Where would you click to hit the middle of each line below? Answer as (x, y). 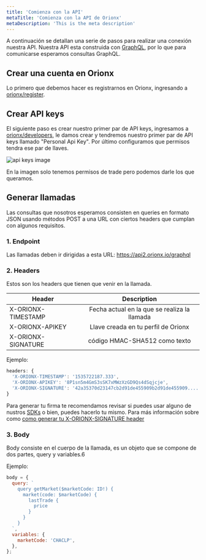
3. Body (18, 434)
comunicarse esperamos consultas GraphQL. (63, 54)
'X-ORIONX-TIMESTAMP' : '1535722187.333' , (66, 377)
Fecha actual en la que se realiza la (139, 309)
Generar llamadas (41, 198)
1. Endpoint (23, 241)
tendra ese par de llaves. (38, 148)
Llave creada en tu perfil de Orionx (139, 327)
